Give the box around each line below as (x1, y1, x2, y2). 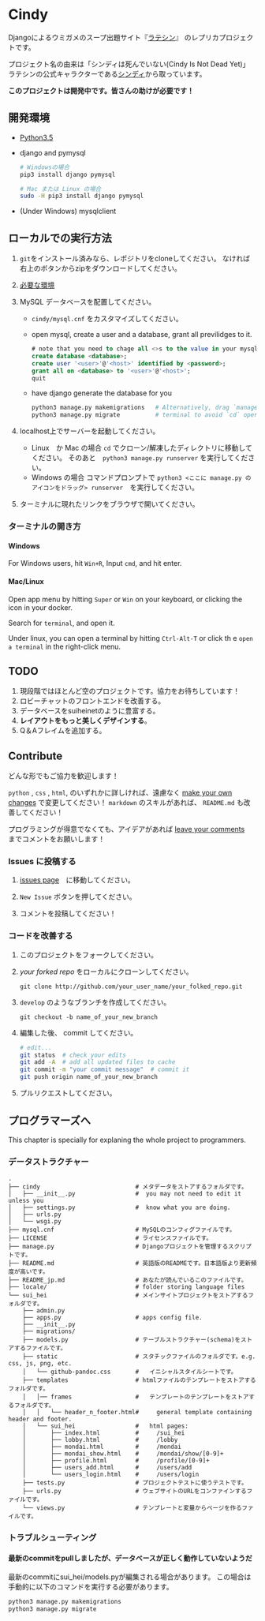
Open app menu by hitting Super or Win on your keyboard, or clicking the (8, 594, 243, 604)
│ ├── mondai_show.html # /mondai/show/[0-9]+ (22, 1450, 224, 1458)
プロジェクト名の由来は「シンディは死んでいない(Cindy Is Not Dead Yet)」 (8, 59, 250, 69)
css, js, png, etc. (8, 1360, 73, 1368)
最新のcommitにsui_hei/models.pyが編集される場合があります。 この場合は (8, 1572, 252, 1582)
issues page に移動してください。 (19, 875, 136, 885)
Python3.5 (19, 133, 54, 142)
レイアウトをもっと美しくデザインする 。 (19, 716, 151, 725)
